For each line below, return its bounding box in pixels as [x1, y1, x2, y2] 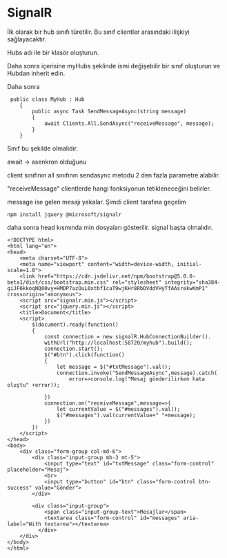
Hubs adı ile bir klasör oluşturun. [7, 48, 99, 57]
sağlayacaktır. [7, 35, 47, 43]
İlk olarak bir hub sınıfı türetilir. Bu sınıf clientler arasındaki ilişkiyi [7, 28, 190, 36]
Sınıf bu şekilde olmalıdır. [7, 144, 78, 153]
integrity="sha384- [164, 278, 221, 286]
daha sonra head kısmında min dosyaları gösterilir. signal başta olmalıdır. [7, 223, 213, 231]
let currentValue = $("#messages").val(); [56, 405, 181, 412]
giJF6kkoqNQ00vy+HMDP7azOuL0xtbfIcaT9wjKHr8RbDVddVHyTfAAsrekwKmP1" [7, 285, 208, 291]
